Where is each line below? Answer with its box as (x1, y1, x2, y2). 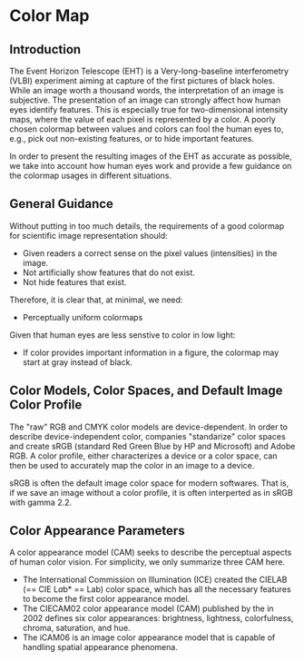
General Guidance (9, 196, 113, 212)
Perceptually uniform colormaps (22, 311, 143, 322)
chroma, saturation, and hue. (22, 623, 131, 634)
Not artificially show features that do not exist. (22, 267, 195, 278)
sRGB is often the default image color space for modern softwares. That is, (9, 478, 289, 488)
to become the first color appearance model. (22, 594, 191, 605)
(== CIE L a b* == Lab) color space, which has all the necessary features (22, 584, 292, 595)
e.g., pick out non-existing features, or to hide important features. (9, 133, 254, 143)
